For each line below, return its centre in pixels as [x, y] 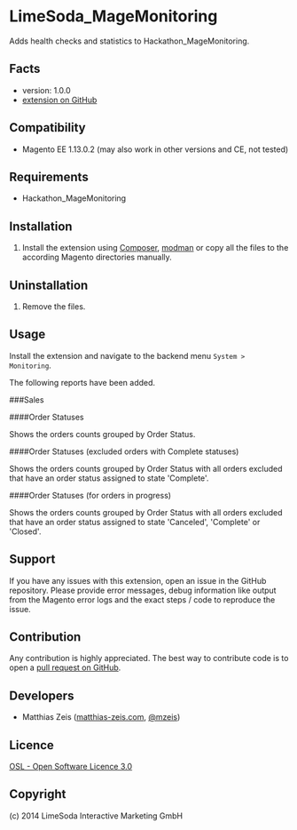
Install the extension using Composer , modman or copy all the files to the [155, 248]
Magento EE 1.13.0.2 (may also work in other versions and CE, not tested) [155, 149]
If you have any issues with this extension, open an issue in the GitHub [138, 580]
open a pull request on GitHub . [65, 667]
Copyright [38, 794]
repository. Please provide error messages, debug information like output [143, 590]
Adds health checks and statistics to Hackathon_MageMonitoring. [129, 41]
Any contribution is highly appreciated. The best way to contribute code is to [149, 658]
